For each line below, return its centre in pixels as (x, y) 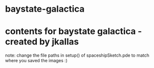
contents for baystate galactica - (74, 32)
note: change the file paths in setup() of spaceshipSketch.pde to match (77, 55)
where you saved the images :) (36, 61)
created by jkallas (42, 42)
